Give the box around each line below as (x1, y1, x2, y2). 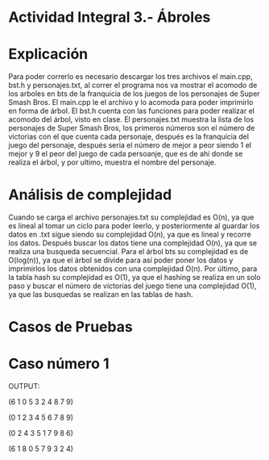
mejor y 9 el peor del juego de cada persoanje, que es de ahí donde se (8, 149, 243, 159)
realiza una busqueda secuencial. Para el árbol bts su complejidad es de (8, 247, 249, 257)
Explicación (8, 45, 89, 64)
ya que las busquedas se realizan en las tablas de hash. (8, 290, 193, 299)
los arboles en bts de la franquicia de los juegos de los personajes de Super (8, 89, 260, 98)
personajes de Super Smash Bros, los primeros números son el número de (8, 123, 255, 133)
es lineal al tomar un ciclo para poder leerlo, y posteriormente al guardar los (8, 221, 260, 231)
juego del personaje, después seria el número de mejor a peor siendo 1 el (8, 140, 252, 150)
